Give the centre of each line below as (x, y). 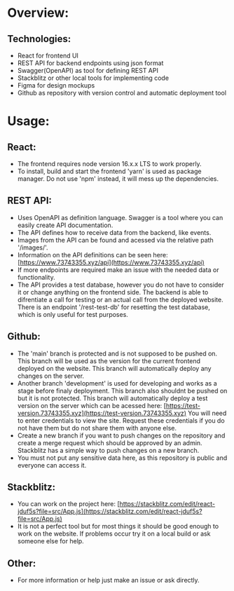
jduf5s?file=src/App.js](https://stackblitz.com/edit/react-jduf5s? (110, 511)
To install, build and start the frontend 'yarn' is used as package (109, 171)
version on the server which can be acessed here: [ (92, 405)
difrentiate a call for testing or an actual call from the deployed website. (120, 299)
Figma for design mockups (56, 85)
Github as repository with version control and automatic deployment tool (122, 93)
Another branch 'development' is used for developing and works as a (117, 383)
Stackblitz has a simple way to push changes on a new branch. (108, 450)
